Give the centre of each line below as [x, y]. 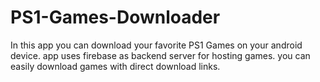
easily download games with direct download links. [115, 66]
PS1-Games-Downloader [115, 17]
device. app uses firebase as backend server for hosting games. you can [160, 55]
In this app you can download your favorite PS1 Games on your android [156, 45]
